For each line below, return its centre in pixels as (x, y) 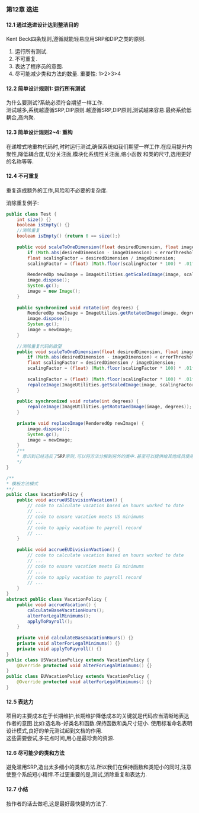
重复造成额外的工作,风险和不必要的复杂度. (57, 190)
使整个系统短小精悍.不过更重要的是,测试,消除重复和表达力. (77, 774)
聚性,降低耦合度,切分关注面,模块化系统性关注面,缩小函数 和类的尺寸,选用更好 (99, 154)
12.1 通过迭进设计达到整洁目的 (42, 24)
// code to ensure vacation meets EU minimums (86, 566)
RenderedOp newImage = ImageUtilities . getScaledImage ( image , (105, 275)
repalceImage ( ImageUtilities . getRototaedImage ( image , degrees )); (110, 407)
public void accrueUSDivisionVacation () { (70, 500)
